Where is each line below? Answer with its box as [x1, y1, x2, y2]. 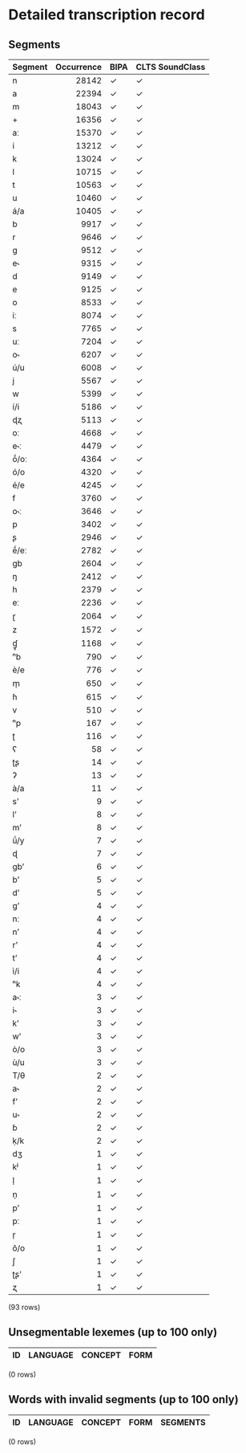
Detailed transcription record [8, 6, 206, 24]
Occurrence [55, 62, 103, 72]
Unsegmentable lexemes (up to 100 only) [8, 1325, 218, 1339]
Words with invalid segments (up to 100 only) [8, 1393, 239, 1406]
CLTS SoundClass [135, 62, 206, 72]
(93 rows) [8, 1303, 41, 1312]
